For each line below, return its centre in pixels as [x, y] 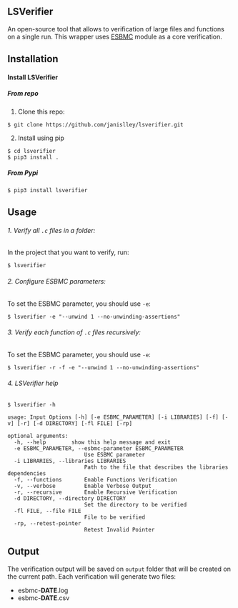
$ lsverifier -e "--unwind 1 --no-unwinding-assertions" [94, 317]
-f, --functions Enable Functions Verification [95, 479]
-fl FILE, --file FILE [48, 511]
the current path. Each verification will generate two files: [92, 576]
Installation [33, 59]
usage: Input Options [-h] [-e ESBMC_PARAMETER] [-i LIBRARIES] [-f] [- [118, 417]
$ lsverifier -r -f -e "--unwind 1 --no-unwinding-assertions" [104, 367]
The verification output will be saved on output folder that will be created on [119, 569]
